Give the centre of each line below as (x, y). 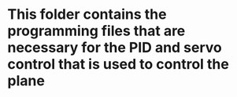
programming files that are (96, 31)
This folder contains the (87, 14)
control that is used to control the (118, 65)
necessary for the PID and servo (115, 48)
